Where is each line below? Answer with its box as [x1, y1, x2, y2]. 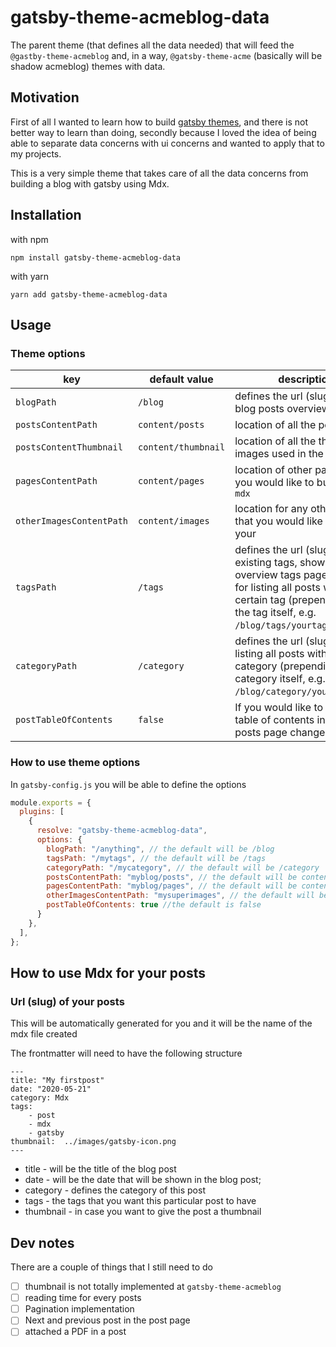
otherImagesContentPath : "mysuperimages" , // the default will [46, 891, 315, 901]
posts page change [234, 726, 326, 740]
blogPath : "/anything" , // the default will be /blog [46, 844, 275, 854]
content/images [138, 516, 210, 527]
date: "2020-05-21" [10, 1084, 92, 1095]
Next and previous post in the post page [24, 1314, 191, 1326]
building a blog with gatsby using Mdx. [10, 177, 170, 190]
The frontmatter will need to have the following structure [10, 1047, 243, 1060]
